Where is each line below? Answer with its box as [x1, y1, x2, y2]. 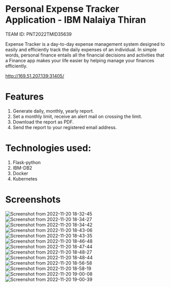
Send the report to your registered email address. [12, 124, 117, 130]
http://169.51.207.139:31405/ [5, 73, 65, 79]
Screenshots [5, 194, 61, 205]
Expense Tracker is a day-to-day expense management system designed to [5, 41, 165, 47]
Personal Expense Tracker [5, 3, 119, 15]
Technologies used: [5, 142, 91, 154]
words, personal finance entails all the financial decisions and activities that [5, 52, 165, 58]
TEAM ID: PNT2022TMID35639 [5, 31, 72, 37]
